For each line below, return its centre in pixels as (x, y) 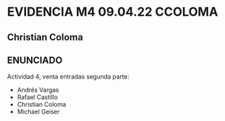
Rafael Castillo (37, 97)
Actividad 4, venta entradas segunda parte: (68, 77)
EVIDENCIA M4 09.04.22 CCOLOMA (113, 12)
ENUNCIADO (35, 60)
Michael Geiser (38, 112)
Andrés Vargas (38, 90)
